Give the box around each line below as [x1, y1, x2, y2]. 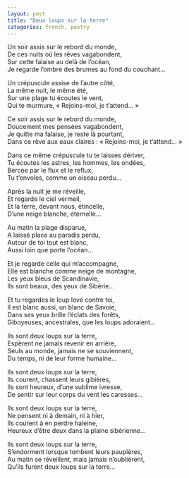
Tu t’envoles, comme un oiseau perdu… [7, 173, 122, 182]
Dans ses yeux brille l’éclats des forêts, [7, 311, 121, 319]
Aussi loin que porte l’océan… [7, 246, 94, 255]
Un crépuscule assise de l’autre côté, [7, 79, 115, 87]
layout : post [7, 10, 46, 18]
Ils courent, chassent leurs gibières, [7, 375, 111, 384]
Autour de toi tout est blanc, [7, 238, 88, 247]
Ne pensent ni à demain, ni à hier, [7, 412, 104, 420]
